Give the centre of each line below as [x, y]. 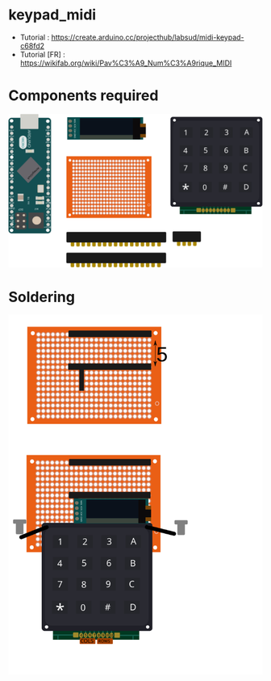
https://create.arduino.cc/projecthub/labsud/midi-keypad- [148, 37]
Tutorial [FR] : [43, 54]
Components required [83, 96]
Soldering [42, 297]
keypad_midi [52, 15]
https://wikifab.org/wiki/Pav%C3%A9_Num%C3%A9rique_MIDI [126, 63]
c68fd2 [32, 45]
